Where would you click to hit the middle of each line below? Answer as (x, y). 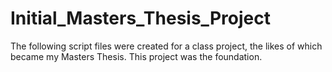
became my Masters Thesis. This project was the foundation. (136, 56)
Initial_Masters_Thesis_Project (140, 18)
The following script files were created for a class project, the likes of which (166, 46)
